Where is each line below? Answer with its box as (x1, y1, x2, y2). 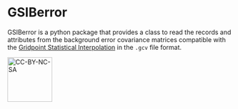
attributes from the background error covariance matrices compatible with (7, 35, 227, 43)
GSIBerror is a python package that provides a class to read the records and (7, 28, 232, 36)
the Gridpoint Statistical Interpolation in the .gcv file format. (7, 43, 182, 51)
